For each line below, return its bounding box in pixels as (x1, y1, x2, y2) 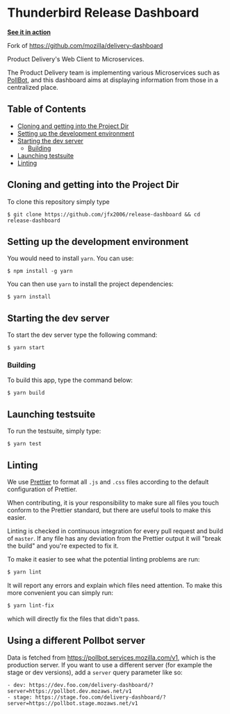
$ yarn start (7, 344, 45, 351)
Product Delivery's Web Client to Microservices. (7, 54, 145, 63)
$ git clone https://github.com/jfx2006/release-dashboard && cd (7, 211, 200, 218)
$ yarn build (7, 390, 45, 397)
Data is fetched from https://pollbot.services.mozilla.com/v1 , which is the (7, 653, 216, 662)
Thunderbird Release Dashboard (7, 5, 199, 21)
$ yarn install (7, 294, 51, 301)
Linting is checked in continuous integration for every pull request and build (7, 527, 224, 535)
